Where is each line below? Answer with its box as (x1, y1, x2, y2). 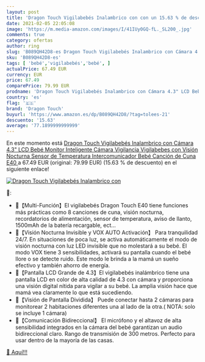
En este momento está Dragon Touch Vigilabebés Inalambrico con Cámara (6, 139, 194, 147)
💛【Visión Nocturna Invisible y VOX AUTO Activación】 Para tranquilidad (15, 229, 198, 236)
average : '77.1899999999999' (6, 123, 81, 129)
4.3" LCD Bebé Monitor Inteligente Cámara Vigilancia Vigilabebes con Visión (6, 146, 198, 153)
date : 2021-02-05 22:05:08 (6, 20, 75, 26)
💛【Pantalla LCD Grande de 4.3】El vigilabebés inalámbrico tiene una (15, 269, 190, 276)
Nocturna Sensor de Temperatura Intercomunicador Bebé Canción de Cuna (6, 152, 196, 160)
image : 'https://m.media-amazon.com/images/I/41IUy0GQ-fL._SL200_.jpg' (6, 26, 192, 32)
